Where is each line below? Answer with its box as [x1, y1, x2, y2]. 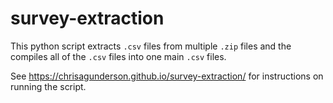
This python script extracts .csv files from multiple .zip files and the [10, 40, 292, 52]
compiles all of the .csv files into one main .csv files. [10, 50, 227, 62]
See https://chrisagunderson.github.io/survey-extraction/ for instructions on [10, 70, 324, 82]
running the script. [10, 80, 87, 92]
